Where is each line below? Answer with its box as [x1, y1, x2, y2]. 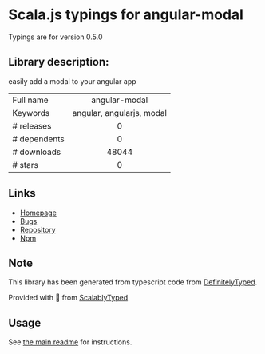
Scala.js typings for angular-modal [8, 6, 243, 24]
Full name [12, 94, 49, 105]
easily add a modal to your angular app [8, 76, 137, 86]
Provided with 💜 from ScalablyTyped [8, 293, 129, 303]
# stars [12, 159, 38, 170]
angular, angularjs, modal [72, 107, 168, 118]
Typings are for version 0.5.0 [8, 32, 103, 42]
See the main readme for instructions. [8, 337, 132, 347]
